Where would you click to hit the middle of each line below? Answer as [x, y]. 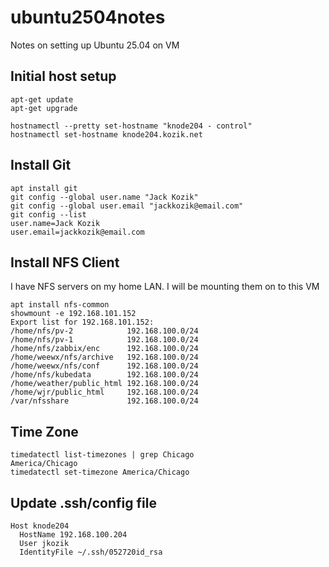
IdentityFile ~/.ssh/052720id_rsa [91, 552]
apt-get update [42, 99]
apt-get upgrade [44, 108]
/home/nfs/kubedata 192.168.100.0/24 [104, 375]
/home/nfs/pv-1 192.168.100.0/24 [104, 340]
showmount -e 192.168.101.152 [73, 314]
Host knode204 [40, 526]
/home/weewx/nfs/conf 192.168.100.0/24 [104, 366]
